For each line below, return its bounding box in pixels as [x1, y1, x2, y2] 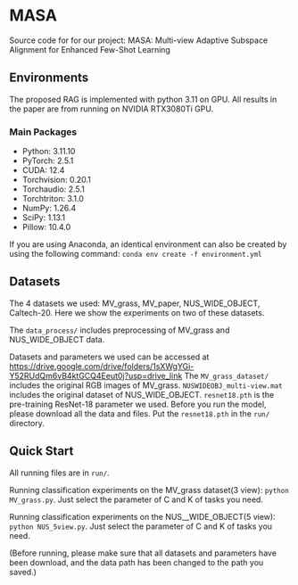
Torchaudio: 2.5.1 [21, 184, 85, 194]
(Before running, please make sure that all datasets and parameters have [9, 548, 277, 558]
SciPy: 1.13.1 [21, 212, 66, 223]
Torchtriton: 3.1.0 [21, 194, 85, 204]
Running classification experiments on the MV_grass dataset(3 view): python [9, 484, 290, 495]
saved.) [9, 566, 37, 577]
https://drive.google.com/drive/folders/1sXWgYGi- [9, 360, 195, 371]
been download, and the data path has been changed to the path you [9, 556, 264, 567]
